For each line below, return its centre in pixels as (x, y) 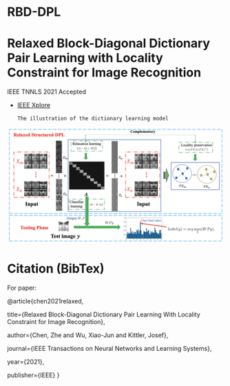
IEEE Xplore (33, 105)
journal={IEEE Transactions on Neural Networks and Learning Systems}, (109, 348)
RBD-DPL (34, 12)
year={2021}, (26, 361)
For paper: (22, 288)
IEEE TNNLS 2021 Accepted (47, 92)
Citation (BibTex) (56, 269)
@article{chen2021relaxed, (45, 301)
